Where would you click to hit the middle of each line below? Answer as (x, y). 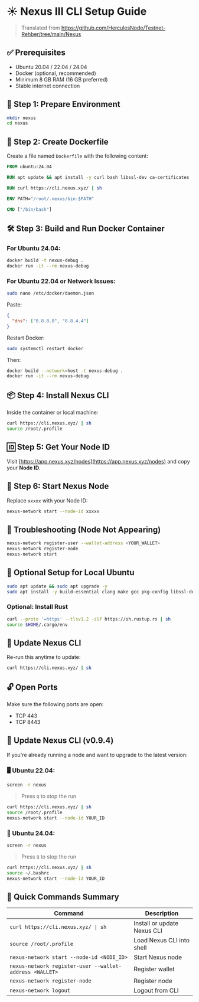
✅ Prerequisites (36, 53)
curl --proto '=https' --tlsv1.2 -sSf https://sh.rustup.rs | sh (89, 619)
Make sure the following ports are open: (55, 704)
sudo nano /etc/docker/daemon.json (50, 293)
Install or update (156, 923)
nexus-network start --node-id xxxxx (53, 511)
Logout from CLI (156, 991)
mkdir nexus (21, 118)
